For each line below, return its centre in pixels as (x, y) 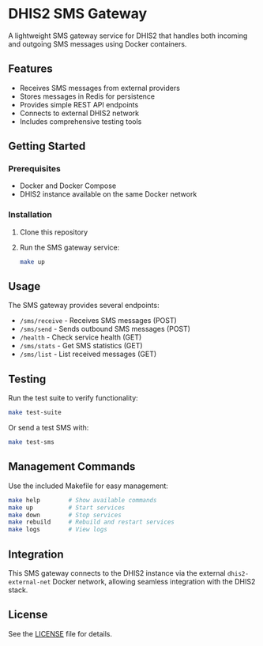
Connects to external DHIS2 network (79, 113)
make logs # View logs (58, 530)
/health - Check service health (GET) (81, 337)
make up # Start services (67, 507)
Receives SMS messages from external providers (100, 88)
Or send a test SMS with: (49, 428)
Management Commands (72, 467)
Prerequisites (34, 169)
